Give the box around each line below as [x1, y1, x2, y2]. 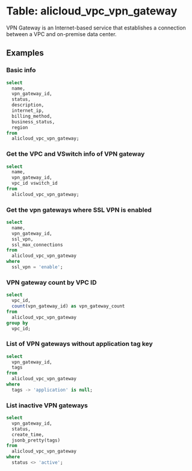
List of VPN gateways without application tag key [6, 340, 153, 348]
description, [11, 102, 45, 108]
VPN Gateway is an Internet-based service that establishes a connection [6, 24, 187, 31]
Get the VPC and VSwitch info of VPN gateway [6, 150, 145, 158]
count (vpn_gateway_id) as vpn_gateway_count [11, 303, 125, 309]
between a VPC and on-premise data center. [6, 30, 117, 37]
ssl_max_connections [11, 242, 63, 248]
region [11, 125, 28, 131]
